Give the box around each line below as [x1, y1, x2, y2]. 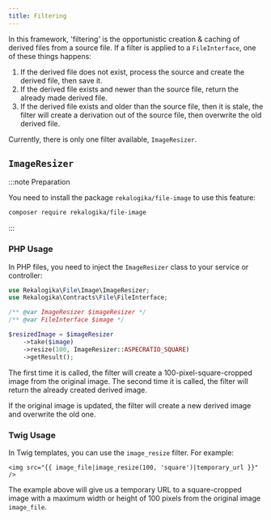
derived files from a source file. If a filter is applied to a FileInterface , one [8, 42, 256, 53]
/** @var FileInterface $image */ [8, 316, 125, 324]
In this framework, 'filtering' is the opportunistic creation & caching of [8, 34, 240, 44]
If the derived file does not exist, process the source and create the [19, 66, 245, 77]
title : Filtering [8, 11, 67, 20]
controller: [8, 271, 43, 280]
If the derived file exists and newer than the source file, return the [19, 84, 239, 94]
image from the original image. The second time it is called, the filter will [8, 376, 248, 386]
